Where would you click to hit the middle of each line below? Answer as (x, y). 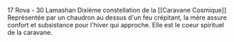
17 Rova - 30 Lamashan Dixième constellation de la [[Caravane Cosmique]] (117, 10)
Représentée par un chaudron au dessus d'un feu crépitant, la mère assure (117, 17)
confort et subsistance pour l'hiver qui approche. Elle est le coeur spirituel (116, 25)
